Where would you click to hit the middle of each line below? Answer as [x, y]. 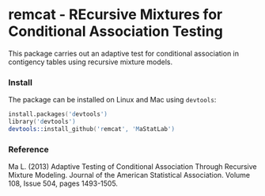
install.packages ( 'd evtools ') [58, 114]
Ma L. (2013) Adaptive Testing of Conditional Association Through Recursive [132, 167]
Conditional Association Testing [115, 31]
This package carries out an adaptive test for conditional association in [124, 53]
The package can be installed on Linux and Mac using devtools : [112, 100]
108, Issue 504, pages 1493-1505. [63, 183]
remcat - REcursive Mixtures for [115, 15]
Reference [28, 149]
